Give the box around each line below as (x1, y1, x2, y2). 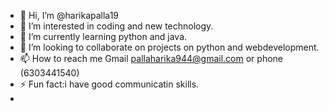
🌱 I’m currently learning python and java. (19, 31, 188, 42)
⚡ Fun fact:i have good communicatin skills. (19, 78, 200, 90)
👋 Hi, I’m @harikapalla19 (19, 10, 120, 21)
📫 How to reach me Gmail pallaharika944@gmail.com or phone (19, 53, 283, 64)
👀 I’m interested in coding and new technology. (19, 20, 214, 32)
